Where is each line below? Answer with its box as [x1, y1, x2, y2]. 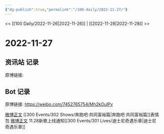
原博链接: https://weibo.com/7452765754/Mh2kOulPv [5, 101, 113, 107]
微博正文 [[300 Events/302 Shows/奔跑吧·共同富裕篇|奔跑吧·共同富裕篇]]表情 [5, 112, 159, 117]
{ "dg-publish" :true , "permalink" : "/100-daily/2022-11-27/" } [5, 7, 128, 12]
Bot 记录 [5, 88, 30, 96]
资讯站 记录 [5, 58, 39, 66]
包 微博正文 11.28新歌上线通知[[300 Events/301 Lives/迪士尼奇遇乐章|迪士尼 [5, 118, 157, 124]
